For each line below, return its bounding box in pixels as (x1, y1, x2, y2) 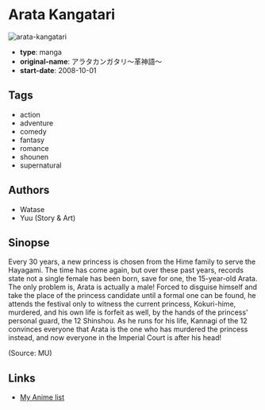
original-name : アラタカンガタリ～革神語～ (19, 56, 163, 66)
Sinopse (8, 236, 50, 249)
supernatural (19, 161, 62, 170)
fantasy (19, 135, 45, 145)
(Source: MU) (8, 348, 53, 358)
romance (19, 143, 49, 153)
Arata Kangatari (8, 6, 115, 24)
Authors (8, 184, 50, 197)
